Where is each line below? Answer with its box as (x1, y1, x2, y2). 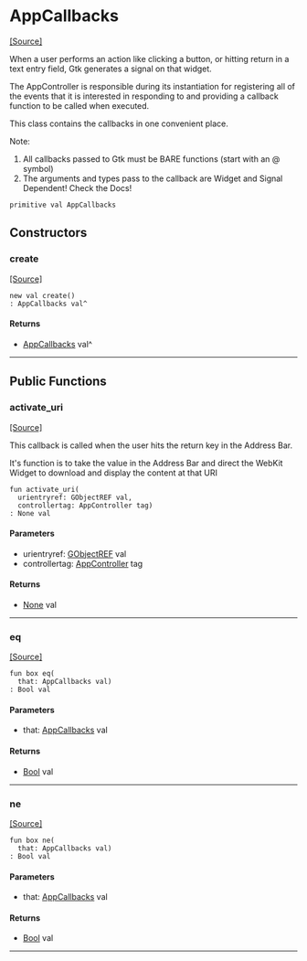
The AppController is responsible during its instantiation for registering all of (9, 80, 295, 91)
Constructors (9, 225, 88, 240)
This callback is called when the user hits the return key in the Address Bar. (9, 440, 293, 451)
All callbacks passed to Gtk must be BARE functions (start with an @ (22, 153, 281, 165)
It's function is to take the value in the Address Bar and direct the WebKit (9, 457, 283, 468)
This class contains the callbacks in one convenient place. (9, 118, 228, 129)
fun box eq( (9, 669, 55, 678)
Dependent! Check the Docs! (22, 182, 132, 193)
